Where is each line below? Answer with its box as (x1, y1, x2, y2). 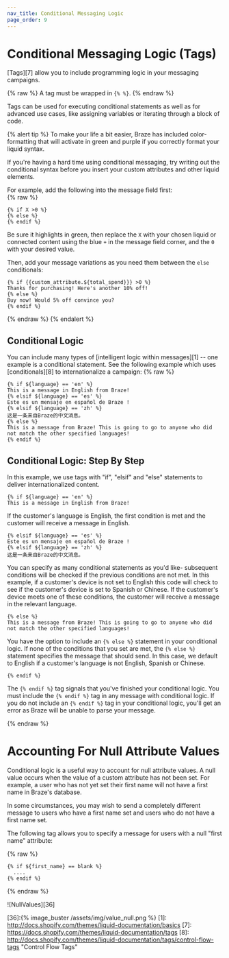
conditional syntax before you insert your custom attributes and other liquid (7, 165, 220, 173)
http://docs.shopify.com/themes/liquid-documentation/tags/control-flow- (7, 935, 214, 944)
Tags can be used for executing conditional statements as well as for (7, 102, 201, 110)
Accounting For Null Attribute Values (7, 743, 220, 759)
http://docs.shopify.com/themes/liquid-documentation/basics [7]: (7, 921, 192, 929)
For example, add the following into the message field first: (7, 186, 173, 194)
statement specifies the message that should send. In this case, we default (7, 652, 218, 660)
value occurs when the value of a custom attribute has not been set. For (7, 774, 210, 782)
